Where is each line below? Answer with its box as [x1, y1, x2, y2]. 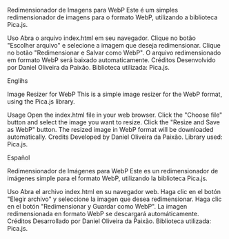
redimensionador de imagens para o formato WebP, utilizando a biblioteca [7, 13, 218, 21]
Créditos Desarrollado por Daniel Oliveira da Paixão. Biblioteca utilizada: [7, 217, 212, 225]
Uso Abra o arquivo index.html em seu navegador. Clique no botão [7, 34, 197, 42]
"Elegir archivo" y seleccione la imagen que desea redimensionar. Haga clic [7, 195, 222, 203]
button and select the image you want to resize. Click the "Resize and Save [7, 118, 221, 126]
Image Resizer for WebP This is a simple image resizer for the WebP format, [7, 90, 223, 98]
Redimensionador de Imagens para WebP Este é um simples [7, 6, 178, 14]
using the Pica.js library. [7, 97, 76, 106]
